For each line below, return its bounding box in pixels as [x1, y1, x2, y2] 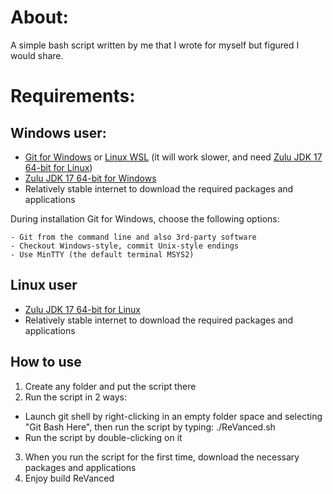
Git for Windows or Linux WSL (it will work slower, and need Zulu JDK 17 [24, 151, 323, 163]
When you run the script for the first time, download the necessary [24, 451, 300, 463]
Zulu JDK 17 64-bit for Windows [24, 172, 157, 184]
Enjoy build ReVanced [24, 472, 115, 484]
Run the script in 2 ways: [24, 391, 128, 403]
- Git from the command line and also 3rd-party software [10, 232, 257, 242]
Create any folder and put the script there [24, 380, 197, 392]
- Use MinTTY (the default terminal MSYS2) [10, 249, 195, 260]
